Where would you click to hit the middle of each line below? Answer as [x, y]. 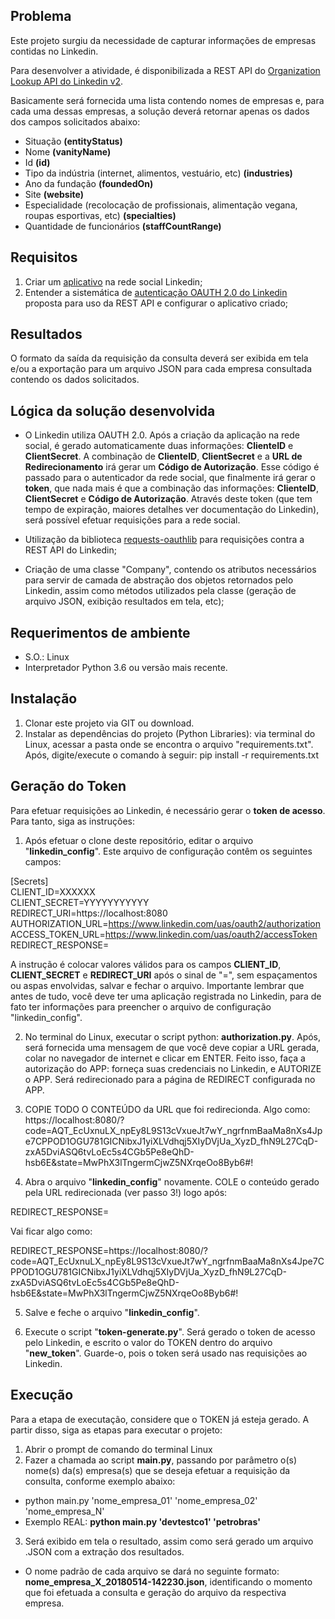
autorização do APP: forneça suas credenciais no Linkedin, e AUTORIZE [173, 1068]
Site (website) [54, 194]
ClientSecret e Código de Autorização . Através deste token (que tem [168, 499]
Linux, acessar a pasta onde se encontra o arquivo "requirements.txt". [169, 744]
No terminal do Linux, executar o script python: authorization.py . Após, [173, 1036]
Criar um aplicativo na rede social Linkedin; [113, 281]
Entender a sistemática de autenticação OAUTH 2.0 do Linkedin [156, 292]
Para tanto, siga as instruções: [72, 821]
